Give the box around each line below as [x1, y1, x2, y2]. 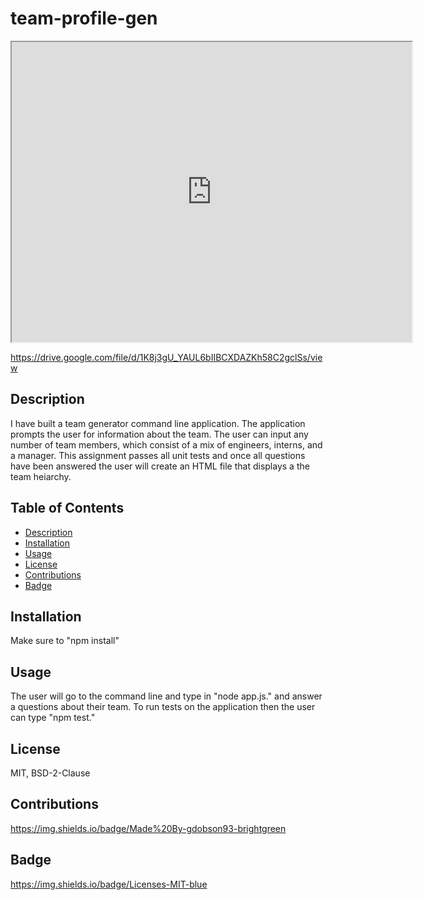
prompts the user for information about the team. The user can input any [10, 428, 309, 440]
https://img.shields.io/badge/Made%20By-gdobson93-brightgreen [10, 822, 287, 834]
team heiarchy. [10, 470, 72, 482]
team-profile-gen [10, 7, 158, 30]
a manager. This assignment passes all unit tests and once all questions [10, 449, 306, 461]
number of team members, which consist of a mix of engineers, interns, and [10, 438, 323, 451]
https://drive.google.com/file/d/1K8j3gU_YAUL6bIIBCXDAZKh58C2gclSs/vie [10, 351, 323, 363]
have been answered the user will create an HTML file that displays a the [10, 460, 310, 472]
